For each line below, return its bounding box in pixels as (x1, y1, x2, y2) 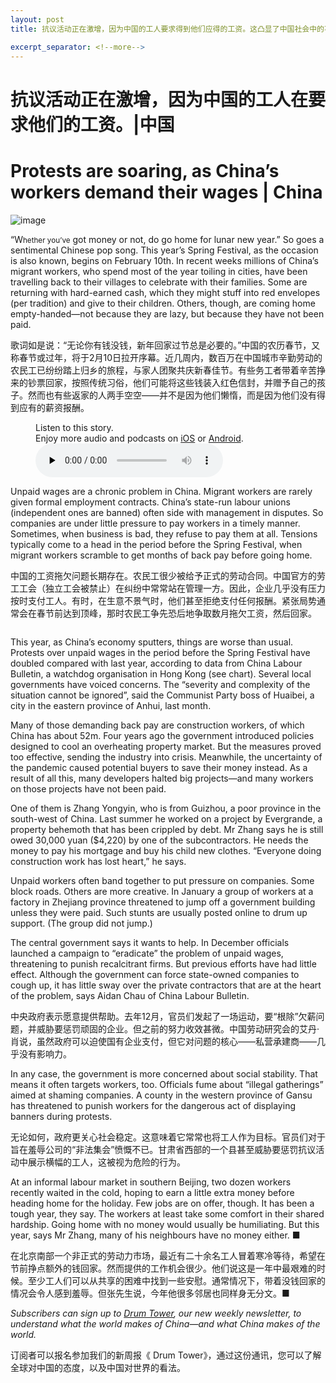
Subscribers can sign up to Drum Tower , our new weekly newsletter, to (10, 1307, 302, 1319)
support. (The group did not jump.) (10, 917, 153, 929)
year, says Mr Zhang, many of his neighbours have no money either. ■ (10, 1229, 301, 1241)
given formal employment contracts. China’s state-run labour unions (10, 496, 291, 508)
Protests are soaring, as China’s (10, 159, 280, 182)
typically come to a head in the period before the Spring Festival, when (10, 538, 303, 550)
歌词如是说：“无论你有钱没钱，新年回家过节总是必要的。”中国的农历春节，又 (10, 339, 321, 351)
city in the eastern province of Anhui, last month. (10, 699, 212, 711)
